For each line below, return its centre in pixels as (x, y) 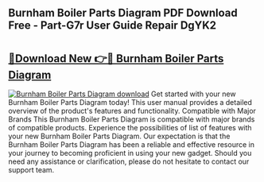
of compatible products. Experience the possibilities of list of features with (130, 128)
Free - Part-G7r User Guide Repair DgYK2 (113, 26)
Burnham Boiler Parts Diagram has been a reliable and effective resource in (131, 145)
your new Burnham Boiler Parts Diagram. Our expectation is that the (119, 136)
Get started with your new (193, 94)
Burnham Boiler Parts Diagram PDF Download (123, 13)
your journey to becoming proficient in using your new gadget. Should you (130, 153)
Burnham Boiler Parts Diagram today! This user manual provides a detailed (130, 102)
